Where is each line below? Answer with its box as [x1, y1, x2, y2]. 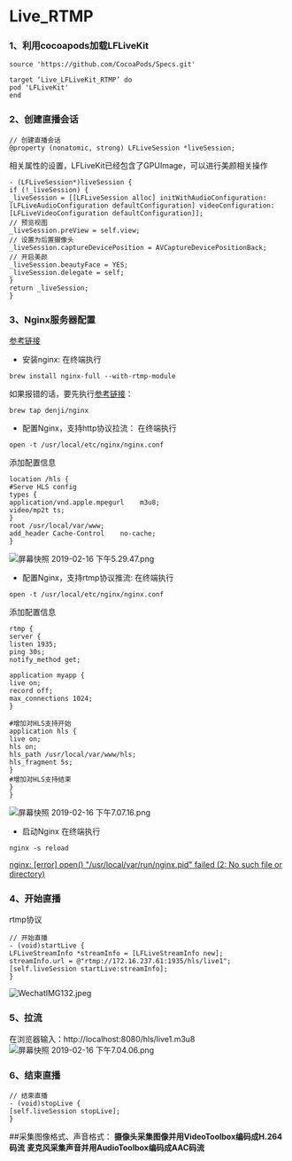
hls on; [9, 743, 38, 752]
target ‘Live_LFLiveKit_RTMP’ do [9, 75, 133, 85]
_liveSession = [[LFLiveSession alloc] [9, 193, 157, 202]
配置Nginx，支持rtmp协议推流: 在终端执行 [21, 573, 174, 583]
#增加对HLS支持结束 [9, 775, 72, 784]
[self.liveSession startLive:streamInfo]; [9, 964, 168, 974]
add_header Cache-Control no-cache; [9, 529, 157, 538]
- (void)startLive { [9, 941, 86, 950]
